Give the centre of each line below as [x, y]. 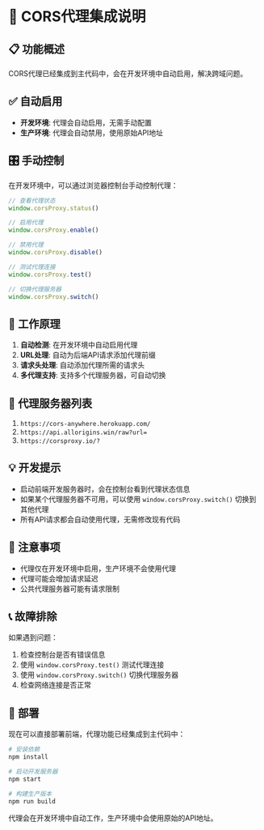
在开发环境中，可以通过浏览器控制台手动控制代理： [93, 185]
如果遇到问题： [33, 637]
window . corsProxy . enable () [54, 230]
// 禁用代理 [26, 245]
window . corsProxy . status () [54, 208]
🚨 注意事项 [34, 547]
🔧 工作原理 [34, 323]
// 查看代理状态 [32, 200]
